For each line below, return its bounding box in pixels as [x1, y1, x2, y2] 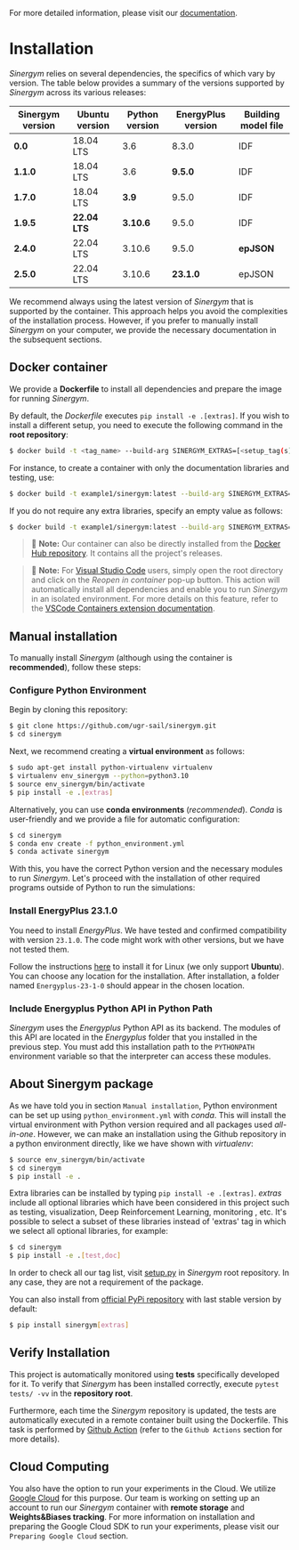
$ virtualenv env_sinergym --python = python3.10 [9, 772, 190, 781]
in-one [9, 1128, 34, 1139]
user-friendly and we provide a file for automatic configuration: [9, 814, 240, 824]
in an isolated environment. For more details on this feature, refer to [30, 594, 279, 605]
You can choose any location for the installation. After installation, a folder [9, 970, 280, 981]
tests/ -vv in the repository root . [9, 1388, 133, 1399]
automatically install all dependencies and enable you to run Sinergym [30, 584, 288, 595]
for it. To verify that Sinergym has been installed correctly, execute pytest [9, 1378, 279, 1389]
